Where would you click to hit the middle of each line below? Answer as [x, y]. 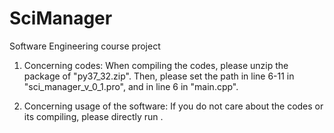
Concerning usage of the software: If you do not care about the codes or [173, 106]
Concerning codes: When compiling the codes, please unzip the [156, 65]
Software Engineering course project [85, 46]
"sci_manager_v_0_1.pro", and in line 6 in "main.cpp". [131, 86]
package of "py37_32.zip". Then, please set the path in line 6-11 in [159, 76]
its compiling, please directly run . [93, 116]
